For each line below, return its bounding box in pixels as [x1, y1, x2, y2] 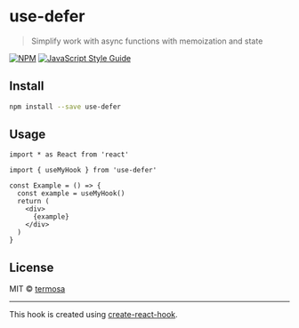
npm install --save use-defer [9, 102, 122, 111]
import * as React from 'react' [9, 150, 129, 159]
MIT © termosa [9, 284, 66, 294]
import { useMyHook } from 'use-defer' [9, 166, 158, 175]
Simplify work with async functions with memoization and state [30, 36, 263, 46]
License [9, 260, 54, 275]
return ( [17, 197, 50, 206]
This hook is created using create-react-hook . [9, 309, 178, 320]
